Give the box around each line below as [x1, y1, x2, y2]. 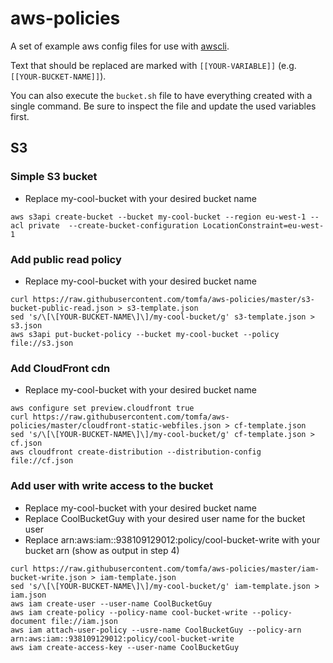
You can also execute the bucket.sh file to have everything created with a [10, 89, 313, 101]
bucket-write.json [10, 572, 87, 582]
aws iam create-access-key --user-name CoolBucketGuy [10, 642, 240, 652]
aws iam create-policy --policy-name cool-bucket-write [10, 607, 248, 617]
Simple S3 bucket [10, 170, 98, 184]
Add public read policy [10, 252, 122, 266]
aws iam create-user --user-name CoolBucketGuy [10, 598, 213, 609]
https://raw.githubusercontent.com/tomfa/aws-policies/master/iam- [32, 563, 320, 574]
